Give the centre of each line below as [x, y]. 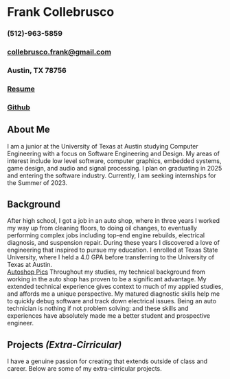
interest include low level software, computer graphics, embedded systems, [114, 161]
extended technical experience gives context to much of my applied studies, [115, 287]
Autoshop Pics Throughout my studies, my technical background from [106, 272]
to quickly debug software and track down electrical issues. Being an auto [112, 301]
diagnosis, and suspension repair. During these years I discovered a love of [113, 243]
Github [19, 107]
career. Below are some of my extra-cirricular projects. [85, 369]
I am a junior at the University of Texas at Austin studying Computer [103, 146]
